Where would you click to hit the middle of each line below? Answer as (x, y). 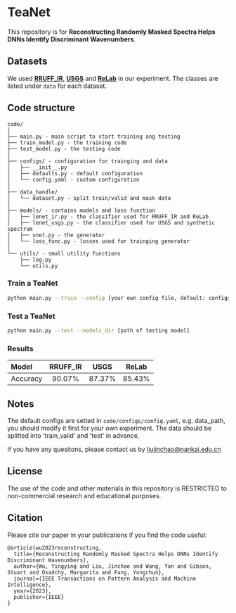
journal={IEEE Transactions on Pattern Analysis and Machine (105, 579)
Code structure (41, 108)
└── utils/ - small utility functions (64, 253)
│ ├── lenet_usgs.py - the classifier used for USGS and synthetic (111, 222)
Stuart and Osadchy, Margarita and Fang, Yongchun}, (86, 572)
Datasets (27, 62)
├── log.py (36, 260)
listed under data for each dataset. (57, 86)
